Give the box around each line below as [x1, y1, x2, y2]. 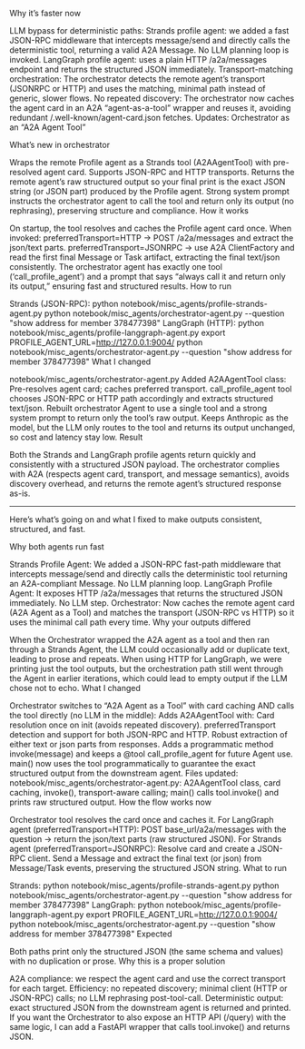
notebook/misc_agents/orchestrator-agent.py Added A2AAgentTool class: [9, 374, 287, 384]
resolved [9, 167, 43, 177]
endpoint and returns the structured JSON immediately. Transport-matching [9, 64, 293, 74]
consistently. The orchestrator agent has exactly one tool [9, 262, 222, 272]
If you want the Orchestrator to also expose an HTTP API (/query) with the [9, 1012, 287, 1023]
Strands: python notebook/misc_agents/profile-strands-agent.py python [9, 880, 280, 891]
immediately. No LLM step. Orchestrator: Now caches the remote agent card [9, 598, 295, 608]
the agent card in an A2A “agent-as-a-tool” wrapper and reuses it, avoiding [9, 103, 291, 113]
